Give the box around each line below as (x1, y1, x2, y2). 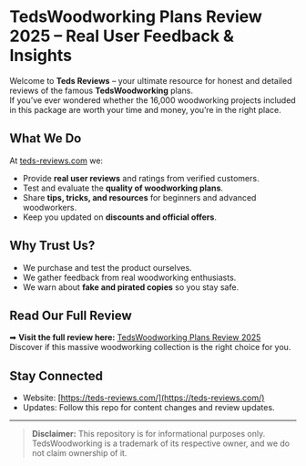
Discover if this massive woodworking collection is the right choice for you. (9, 342, 291, 353)
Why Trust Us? (9, 238, 96, 254)
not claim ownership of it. (31, 448, 127, 459)
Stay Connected (9, 368, 103, 384)
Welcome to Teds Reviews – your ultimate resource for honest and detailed (9, 75, 292, 86)
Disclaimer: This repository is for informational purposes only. (31, 429, 266, 440)
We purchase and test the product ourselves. (22, 262, 193, 273)
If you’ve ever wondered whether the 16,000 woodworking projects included (9, 94, 296, 106)
